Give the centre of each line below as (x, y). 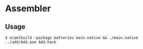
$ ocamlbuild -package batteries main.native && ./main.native (72, 38)
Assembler (28, 9)
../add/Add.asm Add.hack (31, 42)
